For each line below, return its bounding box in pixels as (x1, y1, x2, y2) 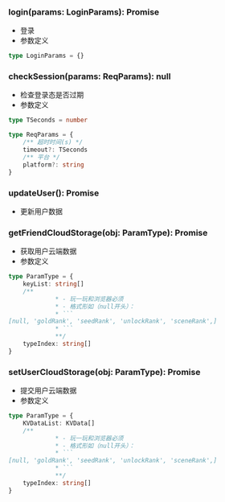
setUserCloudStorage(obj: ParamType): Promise (8, 366, 201, 377)
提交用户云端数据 (19, 385, 77, 396)
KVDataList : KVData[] (22, 419, 95, 427)
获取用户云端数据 (19, 246, 77, 256)
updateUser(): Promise (8, 187, 100, 199)
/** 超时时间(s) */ (22, 138, 83, 146)
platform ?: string (22, 160, 84, 169)
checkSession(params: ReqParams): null (8, 71, 171, 82)
